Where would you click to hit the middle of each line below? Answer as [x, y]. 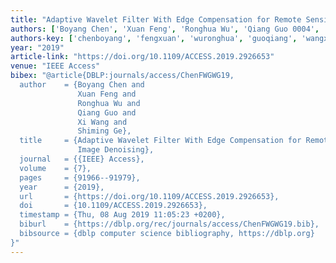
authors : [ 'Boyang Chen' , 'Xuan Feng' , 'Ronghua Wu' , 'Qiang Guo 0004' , [165, 29]
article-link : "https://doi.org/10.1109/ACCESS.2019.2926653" [142, 57]
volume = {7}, [55, 168]
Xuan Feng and [107, 94]
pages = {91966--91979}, [80, 177]
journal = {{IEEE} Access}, [82, 159]
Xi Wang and [102, 122]
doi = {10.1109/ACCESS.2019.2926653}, [113, 206]
